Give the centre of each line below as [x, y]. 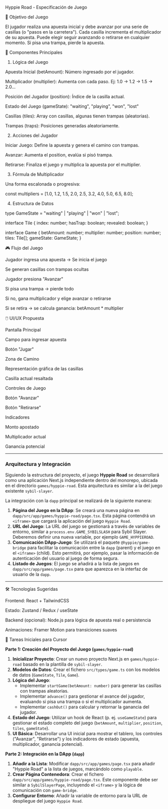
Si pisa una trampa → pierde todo [39, 289]
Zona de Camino [22, 359]
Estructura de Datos [33, 203]
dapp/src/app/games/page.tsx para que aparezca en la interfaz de [80, 569]
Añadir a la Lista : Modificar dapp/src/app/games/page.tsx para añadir [84, 764]
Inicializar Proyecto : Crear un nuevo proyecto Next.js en [71, 659]
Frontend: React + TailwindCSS [37, 601]
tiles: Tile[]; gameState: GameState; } [43, 238]
